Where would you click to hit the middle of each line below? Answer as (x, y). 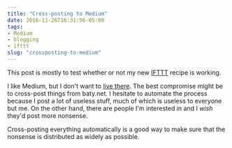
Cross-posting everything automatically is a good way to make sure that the (116, 129)
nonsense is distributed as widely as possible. (73, 136)
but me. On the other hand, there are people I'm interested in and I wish (110, 108)
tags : (15, 27)
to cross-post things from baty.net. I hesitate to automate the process (107, 93)
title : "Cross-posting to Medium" (58, 14)
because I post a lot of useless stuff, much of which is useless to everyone (115, 101)
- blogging (23, 40)
